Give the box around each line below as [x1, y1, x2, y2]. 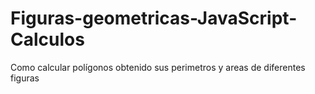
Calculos [10, 28, 85, 51]
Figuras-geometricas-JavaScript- [10, 7, 298, 30]
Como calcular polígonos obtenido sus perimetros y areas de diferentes [10, 61, 306, 73]
